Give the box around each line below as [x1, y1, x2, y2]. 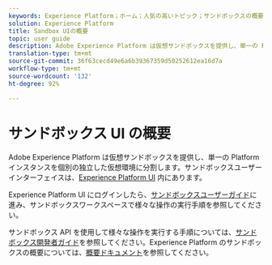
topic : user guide [8, 34, 70, 43]
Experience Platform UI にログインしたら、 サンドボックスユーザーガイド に [8, 190, 257, 199]
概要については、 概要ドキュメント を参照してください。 [29, 248, 214, 258]
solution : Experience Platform [8, 19, 114, 28]
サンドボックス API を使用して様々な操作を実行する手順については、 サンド [8, 228, 257, 237]
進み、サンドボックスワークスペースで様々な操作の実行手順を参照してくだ [8, 200, 255, 210]
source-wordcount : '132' [8, 72, 92, 80]
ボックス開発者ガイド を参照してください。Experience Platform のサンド [8, 237, 249, 247]
